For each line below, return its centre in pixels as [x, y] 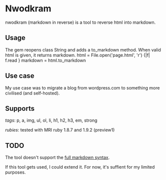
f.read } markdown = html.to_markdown [46, 60]
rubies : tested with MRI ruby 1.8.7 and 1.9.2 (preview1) [60, 130]
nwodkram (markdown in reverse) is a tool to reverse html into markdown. [81, 22]
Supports [20, 109]
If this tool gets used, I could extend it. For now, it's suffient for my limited [80, 167]
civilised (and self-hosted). [32, 93]
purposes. [16, 172]
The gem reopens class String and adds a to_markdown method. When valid [83, 49]
